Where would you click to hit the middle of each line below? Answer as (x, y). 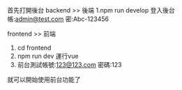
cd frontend (34, 48)
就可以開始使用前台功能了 (44, 80)
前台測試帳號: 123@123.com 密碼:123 (69, 65)
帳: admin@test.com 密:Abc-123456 (58, 19)
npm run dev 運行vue (48, 56)
